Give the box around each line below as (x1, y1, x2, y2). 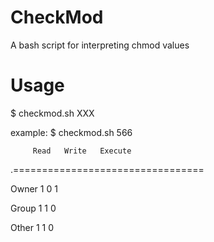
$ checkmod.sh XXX (10, 107, 95, 119)
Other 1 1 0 (10, 221, 55, 233)
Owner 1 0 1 (10, 182, 58, 195)
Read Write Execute (32, 146, 132, 156)
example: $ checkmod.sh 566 (10, 126, 133, 138)
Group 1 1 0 (10, 202, 57, 214)
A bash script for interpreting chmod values (10, 39, 190, 51)
